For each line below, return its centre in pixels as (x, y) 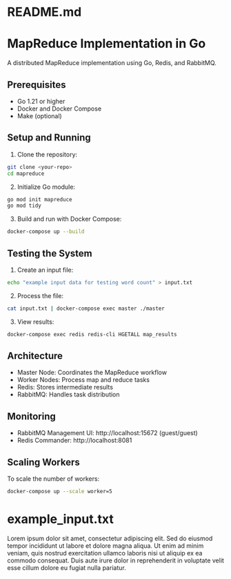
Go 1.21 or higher (41, 101)
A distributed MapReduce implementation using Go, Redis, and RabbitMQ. (112, 63)
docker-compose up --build (46, 232)
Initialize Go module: (46, 187)
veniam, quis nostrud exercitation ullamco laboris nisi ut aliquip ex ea (105, 553)
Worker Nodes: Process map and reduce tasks (83, 380)
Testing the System (50, 253)
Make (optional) (39, 116)
